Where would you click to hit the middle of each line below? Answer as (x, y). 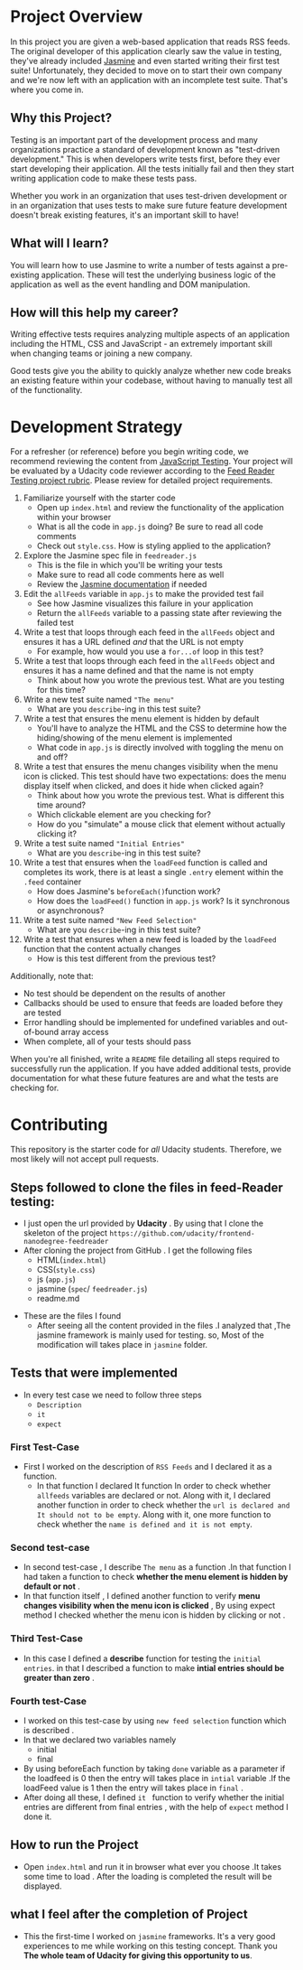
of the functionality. (46, 390)
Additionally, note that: (52, 976)
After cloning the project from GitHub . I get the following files (138, 1251)
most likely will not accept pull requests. (85, 1159)
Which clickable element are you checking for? (124, 815)
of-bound (41, 1032)
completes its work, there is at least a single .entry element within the (153, 873)
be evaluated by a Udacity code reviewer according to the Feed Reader (142, 471)
